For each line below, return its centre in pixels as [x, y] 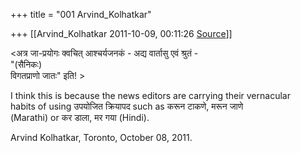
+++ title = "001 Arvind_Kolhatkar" [81, 14]
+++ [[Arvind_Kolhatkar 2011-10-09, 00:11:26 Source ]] [121, 33]
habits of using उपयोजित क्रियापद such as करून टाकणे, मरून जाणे [127, 106]
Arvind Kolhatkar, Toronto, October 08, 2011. [101, 137]
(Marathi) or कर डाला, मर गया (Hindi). [80, 117]
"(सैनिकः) [26, 64]
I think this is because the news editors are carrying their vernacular [150, 95]
